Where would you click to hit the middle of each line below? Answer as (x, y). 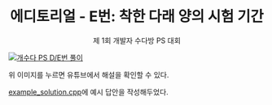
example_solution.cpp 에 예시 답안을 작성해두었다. (88, 92)
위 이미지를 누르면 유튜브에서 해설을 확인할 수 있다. (89, 74)
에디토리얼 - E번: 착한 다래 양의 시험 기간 (137, 17)
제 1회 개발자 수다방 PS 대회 (137, 40)
